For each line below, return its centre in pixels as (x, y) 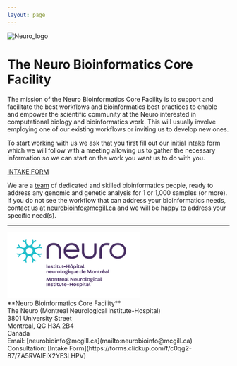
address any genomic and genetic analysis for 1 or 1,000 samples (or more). (117, 193)
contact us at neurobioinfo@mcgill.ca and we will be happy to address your (117, 208)
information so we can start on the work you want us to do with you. (106, 158)
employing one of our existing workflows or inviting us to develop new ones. (118, 129)
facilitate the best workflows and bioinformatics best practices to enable (112, 107)
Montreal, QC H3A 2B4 (41, 326)
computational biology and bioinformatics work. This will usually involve (112, 122)
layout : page (26, 15)
